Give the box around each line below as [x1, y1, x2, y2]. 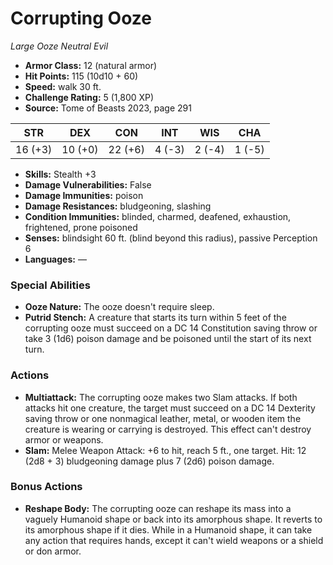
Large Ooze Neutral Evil [10, 40, 109, 52]
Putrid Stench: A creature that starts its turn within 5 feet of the [24, 312, 287, 324]
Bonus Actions [10, 480, 83, 494]
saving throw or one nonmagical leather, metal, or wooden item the [24, 412, 302, 424]
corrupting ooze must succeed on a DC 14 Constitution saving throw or [24, 322, 318, 334]
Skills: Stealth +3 [24, 168, 97, 180]
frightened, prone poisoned [24, 221, 138, 233]
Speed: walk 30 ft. [24, 80, 102, 92]
